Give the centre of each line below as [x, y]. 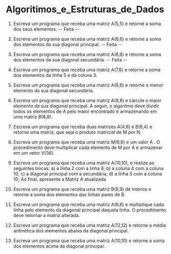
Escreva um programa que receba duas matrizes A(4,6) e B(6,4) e [83, 126]
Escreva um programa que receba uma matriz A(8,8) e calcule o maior [87, 100]
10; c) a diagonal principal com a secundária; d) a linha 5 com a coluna [88, 174]
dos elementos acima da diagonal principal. [59, 246]
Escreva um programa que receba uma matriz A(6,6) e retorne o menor [88, 85]
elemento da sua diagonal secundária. [54, 90]
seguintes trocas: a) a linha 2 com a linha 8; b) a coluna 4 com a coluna [88, 168]
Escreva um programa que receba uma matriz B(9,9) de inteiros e [82, 189]
